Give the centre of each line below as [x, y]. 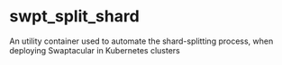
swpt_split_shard [74, 16]
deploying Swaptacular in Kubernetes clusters [95, 50]
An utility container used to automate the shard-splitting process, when [141, 41]
